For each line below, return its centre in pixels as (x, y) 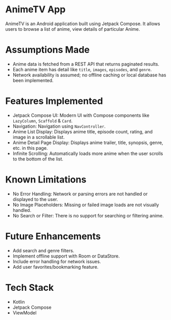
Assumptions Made (48, 50)
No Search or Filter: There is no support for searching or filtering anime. (88, 215)
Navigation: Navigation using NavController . (59, 126)
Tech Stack (30, 287)
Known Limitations (46, 179)
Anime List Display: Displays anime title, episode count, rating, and (83, 131)
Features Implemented (54, 101)
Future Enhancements (53, 236)
